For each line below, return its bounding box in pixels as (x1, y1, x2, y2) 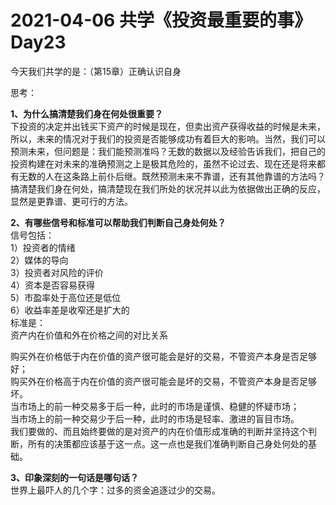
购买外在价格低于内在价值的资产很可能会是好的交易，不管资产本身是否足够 (10, 350, 317, 362)
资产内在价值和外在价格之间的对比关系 (10, 329, 168, 341)
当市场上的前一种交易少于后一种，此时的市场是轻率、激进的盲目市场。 (10, 412, 300, 425)
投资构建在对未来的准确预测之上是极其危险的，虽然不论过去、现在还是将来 (10, 157, 317, 170)
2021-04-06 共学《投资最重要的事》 (10, 9, 312, 32)
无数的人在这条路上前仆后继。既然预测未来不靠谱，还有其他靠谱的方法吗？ (18, 170, 326, 182)
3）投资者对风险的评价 (10, 266, 104, 278)
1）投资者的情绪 (10, 241, 76, 253)
